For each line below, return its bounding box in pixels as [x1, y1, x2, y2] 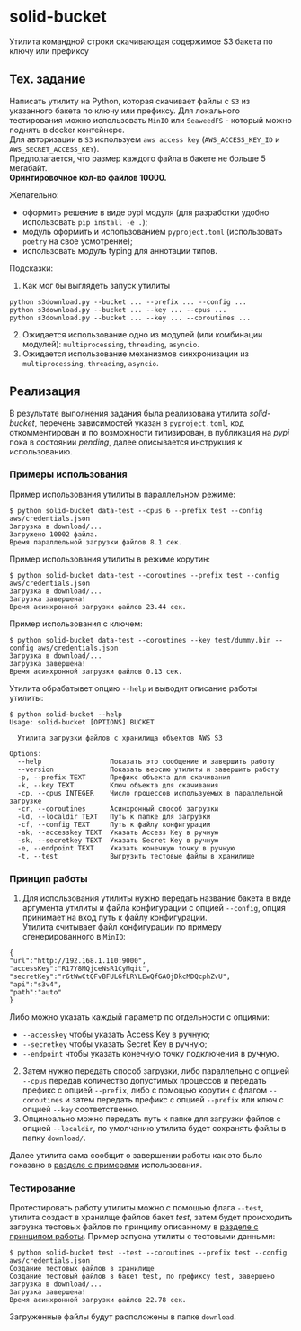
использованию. [9, 445, 74, 456]
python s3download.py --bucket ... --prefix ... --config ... [9, 297, 247, 307]
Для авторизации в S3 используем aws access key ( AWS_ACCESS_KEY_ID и [9, 133, 280, 145]
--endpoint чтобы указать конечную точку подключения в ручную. [22, 1048, 279, 1059]
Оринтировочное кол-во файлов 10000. [9, 172, 167, 183]
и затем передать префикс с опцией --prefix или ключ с [65, 1094, 285, 1105]
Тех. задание [9, 72, 86, 87]
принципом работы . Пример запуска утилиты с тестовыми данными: [9, 1231, 276, 1242]
